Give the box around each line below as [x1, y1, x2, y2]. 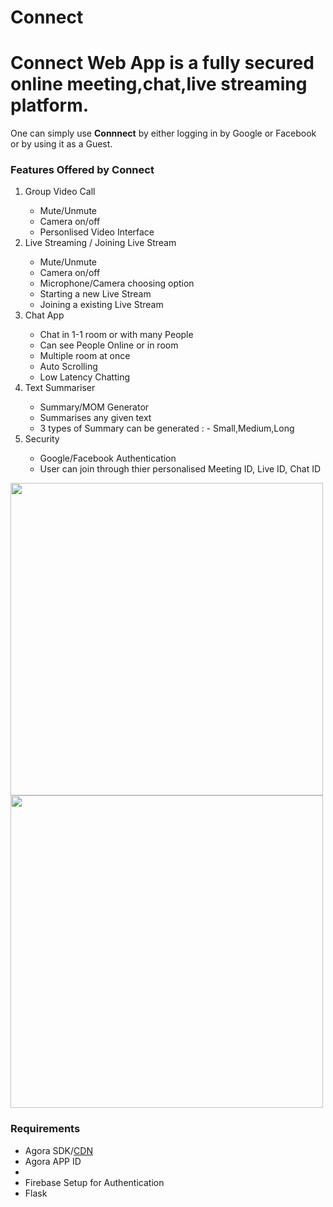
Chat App [24, 309, 65, 321]
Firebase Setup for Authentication [24, 1176, 165, 1188]
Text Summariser [24, 382, 96, 394]
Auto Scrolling [39, 361, 98, 373]
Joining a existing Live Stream [39, 299, 164, 311]
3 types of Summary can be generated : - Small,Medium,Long [39, 422, 295, 435]
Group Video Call [24, 186, 96, 198]
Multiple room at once [39, 350, 131, 362]
